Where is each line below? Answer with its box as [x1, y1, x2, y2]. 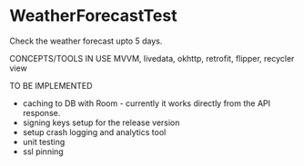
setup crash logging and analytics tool [22, 126, 167, 137]
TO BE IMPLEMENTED [9, 80, 93, 91]
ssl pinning [22, 146, 64, 157]
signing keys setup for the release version [22, 117, 180, 128]
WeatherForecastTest [9, 5, 177, 26]
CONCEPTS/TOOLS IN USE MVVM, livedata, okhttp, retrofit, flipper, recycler [9, 53, 295, 63]
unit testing [22, 136, 66, 147]
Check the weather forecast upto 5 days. [9, 35, 163, 46]
